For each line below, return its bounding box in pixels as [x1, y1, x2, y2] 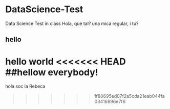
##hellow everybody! [5, 66, 98, 78]
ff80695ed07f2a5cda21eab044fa [94, 93, 165, 99]
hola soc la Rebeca [5, 83, 46, 90]
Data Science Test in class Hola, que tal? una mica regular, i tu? [5, 20, 139, 26]
